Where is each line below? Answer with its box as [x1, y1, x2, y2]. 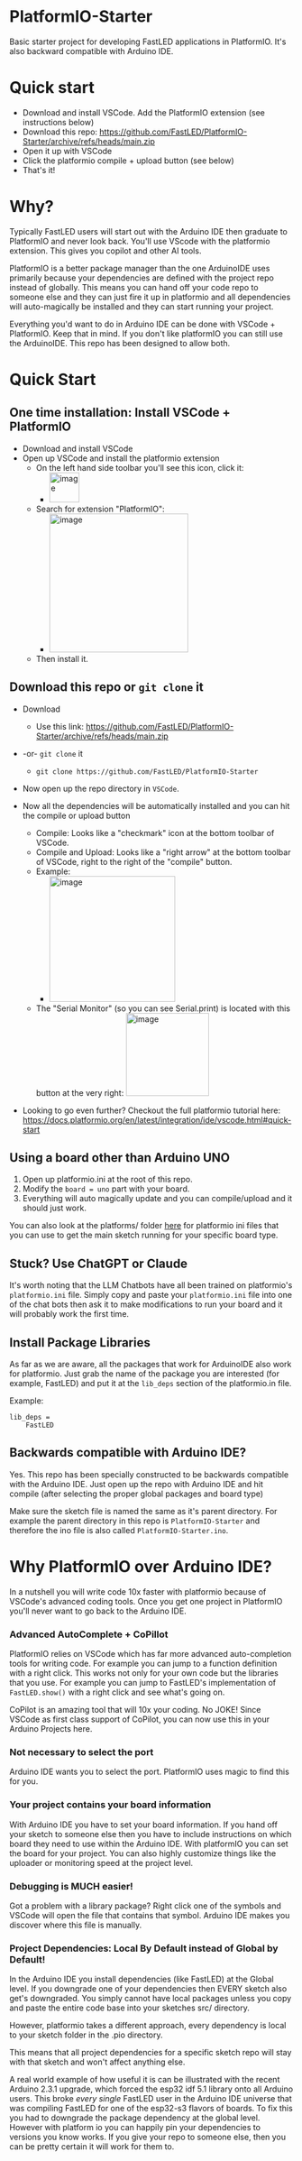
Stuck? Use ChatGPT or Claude [9, 1255, 188, 1271]
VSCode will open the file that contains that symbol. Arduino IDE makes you [9, 1910, 290, 1920]
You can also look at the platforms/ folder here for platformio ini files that [9, 1220, 279, 1231]
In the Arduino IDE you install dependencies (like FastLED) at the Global [9, 1973, 274, 1985]
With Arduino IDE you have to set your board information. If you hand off [9, 1819, 278, 1830]
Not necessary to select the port [9, 1746, 154, 1759]
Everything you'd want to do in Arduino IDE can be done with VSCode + [9, 318, 276, 329]
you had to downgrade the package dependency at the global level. [9, 2112, 261, 2123]
